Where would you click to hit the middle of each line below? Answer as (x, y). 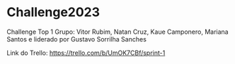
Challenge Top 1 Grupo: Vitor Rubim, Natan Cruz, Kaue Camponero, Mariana (117, 32)
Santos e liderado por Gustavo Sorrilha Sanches (76, 39)
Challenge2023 (53, 12)
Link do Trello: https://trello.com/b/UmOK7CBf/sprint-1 (86, 53)
